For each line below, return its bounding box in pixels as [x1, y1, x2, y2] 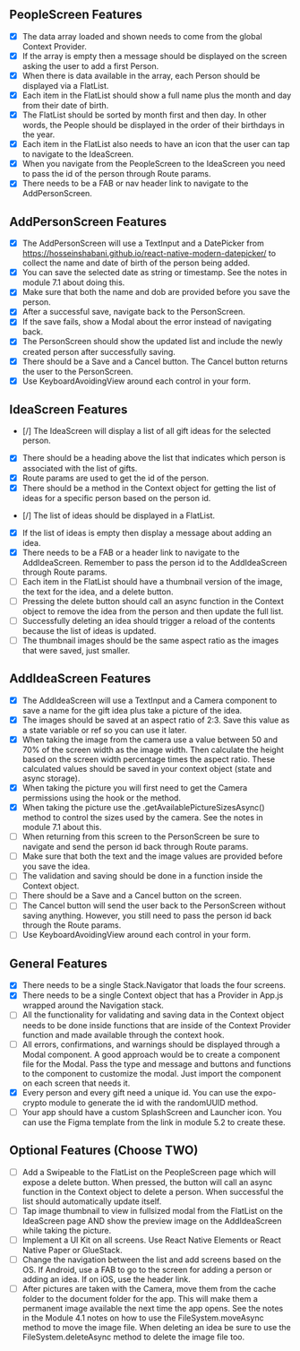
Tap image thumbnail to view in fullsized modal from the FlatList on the [21, 1205, 284, 1216]
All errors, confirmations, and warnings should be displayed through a [21, 1039, 280, 1050]
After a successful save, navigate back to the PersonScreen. [21, 307, 246, 317]
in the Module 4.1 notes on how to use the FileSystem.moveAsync [21, 1312, 264, 1323]
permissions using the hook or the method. [21, 792, 182, 803]
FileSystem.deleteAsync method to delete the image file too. [21, 1331, 244, 1342]
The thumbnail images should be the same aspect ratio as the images [21, 635, 279, 645]
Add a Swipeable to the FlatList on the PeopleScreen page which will [21, 1166, 276, 1177]
